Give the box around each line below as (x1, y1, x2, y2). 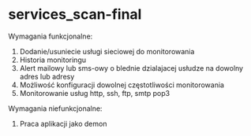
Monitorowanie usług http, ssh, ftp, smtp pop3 (19, 88, 170, 97)
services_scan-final (8, 6, 142, 24)
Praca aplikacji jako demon (19, 119, 107, 128)
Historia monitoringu (19, 55, 87, 64)
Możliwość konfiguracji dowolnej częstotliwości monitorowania (19, 80, 225, 90)
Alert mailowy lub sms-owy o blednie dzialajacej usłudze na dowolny (19, 63, 243, 72)
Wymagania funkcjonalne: (8, 31, 93, 41)
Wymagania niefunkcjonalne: (8, 104, 103, 113)
